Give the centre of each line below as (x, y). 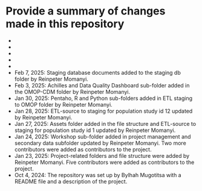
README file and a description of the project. (71, 181)
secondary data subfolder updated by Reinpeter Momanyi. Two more (100, 143)
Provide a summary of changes (86, 11)
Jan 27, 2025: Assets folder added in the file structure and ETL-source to (105, 124)
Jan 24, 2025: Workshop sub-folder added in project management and (103, 136)
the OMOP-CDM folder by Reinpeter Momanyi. (72, 92)
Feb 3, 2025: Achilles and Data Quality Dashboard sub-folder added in (102, 85)
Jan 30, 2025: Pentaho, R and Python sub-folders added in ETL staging (103, 98)
